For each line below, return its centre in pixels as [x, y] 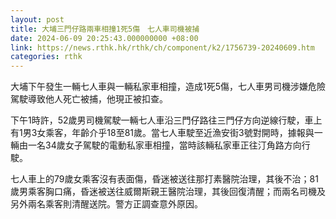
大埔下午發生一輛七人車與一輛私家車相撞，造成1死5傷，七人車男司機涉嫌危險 [168, 87]
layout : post [37, 19]
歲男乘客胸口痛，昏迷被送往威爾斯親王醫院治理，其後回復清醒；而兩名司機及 [168, 192]
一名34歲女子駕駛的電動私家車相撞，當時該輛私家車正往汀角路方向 [164, 145]
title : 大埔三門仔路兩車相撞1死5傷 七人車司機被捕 [105, 29]
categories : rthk [46, 57]
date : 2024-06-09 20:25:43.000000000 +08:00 [104, 38]
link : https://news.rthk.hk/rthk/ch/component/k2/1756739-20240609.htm [162, 47]
